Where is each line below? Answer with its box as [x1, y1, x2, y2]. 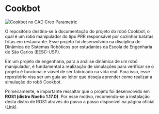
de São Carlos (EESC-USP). [5, 49, 61, 55]
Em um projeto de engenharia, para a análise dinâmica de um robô [5, 58, 138, 64]
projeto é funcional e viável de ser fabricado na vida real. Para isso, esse [5, 68, 150, 74]
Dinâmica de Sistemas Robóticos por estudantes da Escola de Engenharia [5, 44, 153, 49]
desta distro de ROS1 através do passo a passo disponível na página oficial [5, 98, 155, 104]
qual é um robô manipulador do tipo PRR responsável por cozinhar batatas [5, 33, 154, 39]
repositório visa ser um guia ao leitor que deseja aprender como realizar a [5, 74, 153, 80]
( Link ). [5, 104, 18, 110]
